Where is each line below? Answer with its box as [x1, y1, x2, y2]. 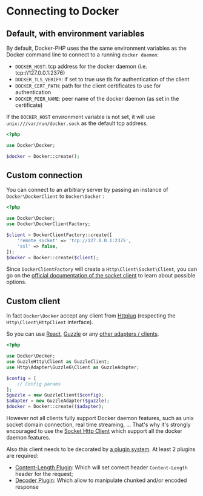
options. [6, 278, 27, 286]
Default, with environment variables [6, 29, 145, 39]
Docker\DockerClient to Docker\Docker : [6, 192, 104, 200]
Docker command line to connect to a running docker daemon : [6, 51, 159, 58]
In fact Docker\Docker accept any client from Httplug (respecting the [6, 312, 176, 319]
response [15, 483, 39, 490]
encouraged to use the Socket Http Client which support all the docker [6, 427, 183, 435]
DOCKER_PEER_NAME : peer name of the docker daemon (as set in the [15, 95, 179, 102]
